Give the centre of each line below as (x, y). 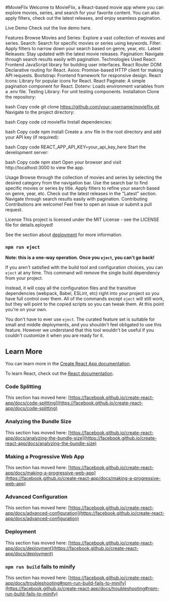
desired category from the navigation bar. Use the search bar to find (77, 183)
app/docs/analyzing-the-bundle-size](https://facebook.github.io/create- (81, 438)
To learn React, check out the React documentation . (60, 373)
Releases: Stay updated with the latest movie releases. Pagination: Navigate (84, 54)
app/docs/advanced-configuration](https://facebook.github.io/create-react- (85, 513)
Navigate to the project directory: (40, 112)
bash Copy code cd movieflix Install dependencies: (59, 122)
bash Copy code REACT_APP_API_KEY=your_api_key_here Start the (76, 147)
